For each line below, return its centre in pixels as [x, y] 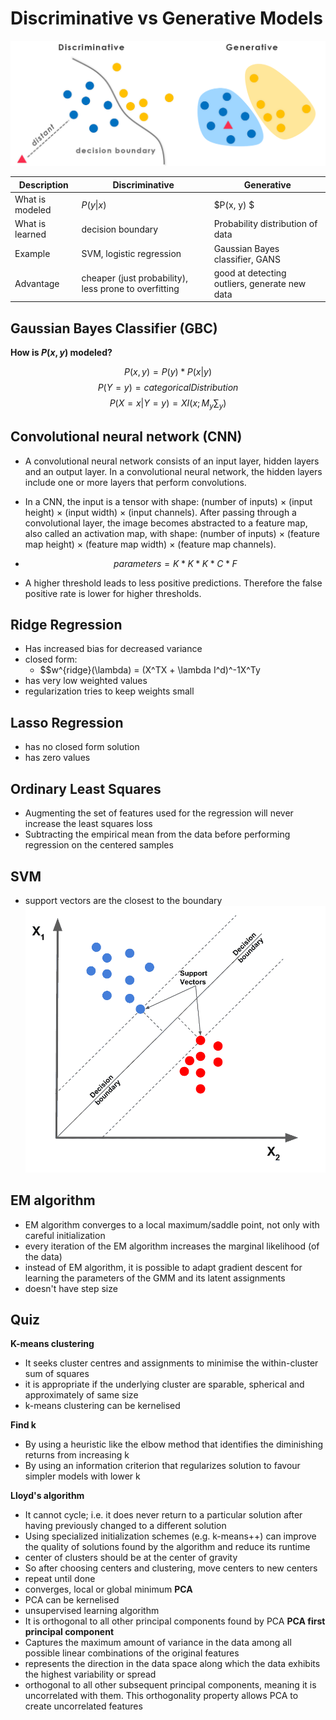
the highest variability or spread [90, 1674]
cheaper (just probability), [134, 278]
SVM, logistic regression [131, 253]
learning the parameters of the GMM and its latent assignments [155, 1278]
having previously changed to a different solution [125, 1526]
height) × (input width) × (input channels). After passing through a [160, 512]
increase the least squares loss [88, 824]
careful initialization [65, 1235]
